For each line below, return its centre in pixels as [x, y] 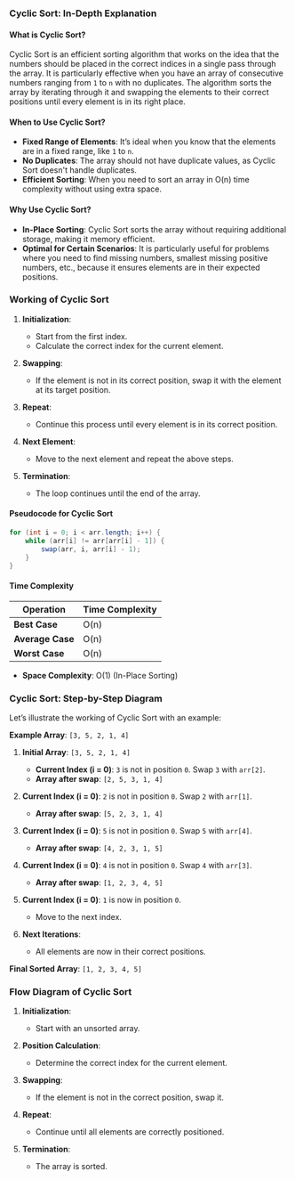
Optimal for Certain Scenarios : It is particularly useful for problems [145, 248]
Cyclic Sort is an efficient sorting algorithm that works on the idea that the [144, 54]
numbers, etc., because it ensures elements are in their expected [141, 267]
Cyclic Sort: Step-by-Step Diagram [86, 698]
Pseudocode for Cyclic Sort [61, 514]
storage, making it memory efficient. [88, 239]
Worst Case [39, 653]
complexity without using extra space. [92, 189]
